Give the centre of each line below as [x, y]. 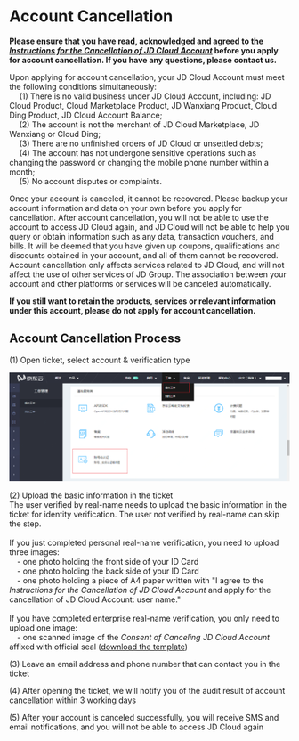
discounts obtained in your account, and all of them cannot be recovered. [144, 255]
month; [22, 172]
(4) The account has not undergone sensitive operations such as [137, 152]
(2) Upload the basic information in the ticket [91, 495]
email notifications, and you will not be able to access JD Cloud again [137, 727]
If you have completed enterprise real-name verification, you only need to [145, 618]
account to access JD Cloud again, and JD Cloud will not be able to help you [149, 227]
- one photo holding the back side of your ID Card [109, 571]
